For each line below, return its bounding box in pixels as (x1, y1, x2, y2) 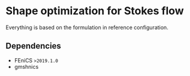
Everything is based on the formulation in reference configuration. (5, 24, 168, 31)
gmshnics (14, 63, 39, 70)
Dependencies (5, 41, 61, 51)
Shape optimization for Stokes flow (5, 4, 184, 18)
